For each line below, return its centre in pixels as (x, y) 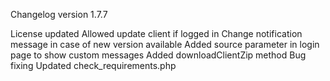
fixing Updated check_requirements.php (93, 65)
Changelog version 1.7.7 (59, 14)
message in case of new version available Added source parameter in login (165, 44)
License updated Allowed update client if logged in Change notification (156, 33)
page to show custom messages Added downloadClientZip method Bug (158, 55)
